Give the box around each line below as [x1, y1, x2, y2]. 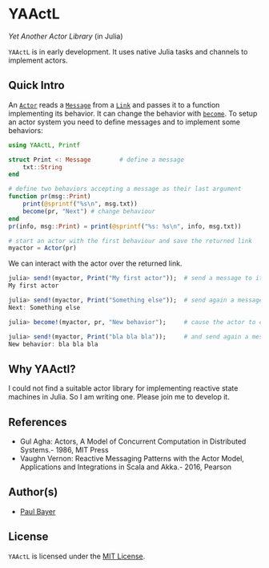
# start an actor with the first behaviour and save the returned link [8, 237, 252, 245]
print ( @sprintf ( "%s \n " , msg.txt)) [22, 200, 138, 208]
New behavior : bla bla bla [8, 340, 98, 348]
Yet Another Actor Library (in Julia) [8, 31, 123, 41]
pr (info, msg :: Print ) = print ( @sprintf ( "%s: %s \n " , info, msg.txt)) [8, 222, 242, 230]
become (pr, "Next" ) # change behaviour [22, 207, 156, 215]
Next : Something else [8, 303, 81, 311]
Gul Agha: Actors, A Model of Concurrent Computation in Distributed [19, 436, 247, 446]
